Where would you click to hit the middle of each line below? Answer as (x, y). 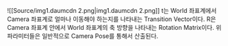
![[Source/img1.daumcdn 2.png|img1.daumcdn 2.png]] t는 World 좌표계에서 (112, 10)
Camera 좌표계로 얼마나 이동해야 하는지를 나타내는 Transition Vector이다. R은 (112, 19)
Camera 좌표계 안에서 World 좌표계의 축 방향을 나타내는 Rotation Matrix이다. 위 (114, 27)
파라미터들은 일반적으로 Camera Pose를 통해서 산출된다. (83, 36)
